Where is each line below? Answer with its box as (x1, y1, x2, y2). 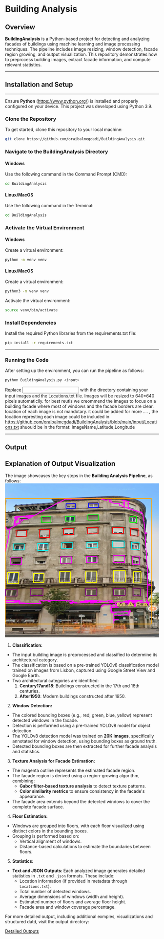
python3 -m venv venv (5, 289, 49, 294)
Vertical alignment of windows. (19, 838, 82, 844)
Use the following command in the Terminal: (5, 203, 94, 209)
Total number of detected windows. (19, 888, 91, 894)
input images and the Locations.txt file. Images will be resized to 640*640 (5, 393, 155, 399)
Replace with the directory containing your (5, 387, 148, 393)
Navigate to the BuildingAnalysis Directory (5, 148, 108, 155)
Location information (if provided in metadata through (19, 878, 128, 884)
